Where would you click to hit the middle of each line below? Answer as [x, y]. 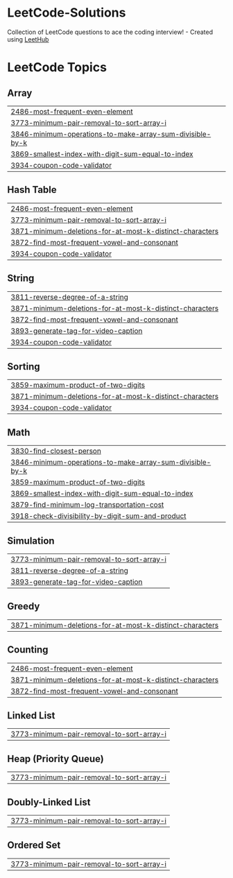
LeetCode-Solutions [67, 13]
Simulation [31, 541]
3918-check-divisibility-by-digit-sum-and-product [98, 516]
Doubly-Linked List [49, 802]
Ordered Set [34, 845]
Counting [28, 650]
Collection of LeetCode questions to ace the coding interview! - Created [110, 32]
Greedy [24, 606]
